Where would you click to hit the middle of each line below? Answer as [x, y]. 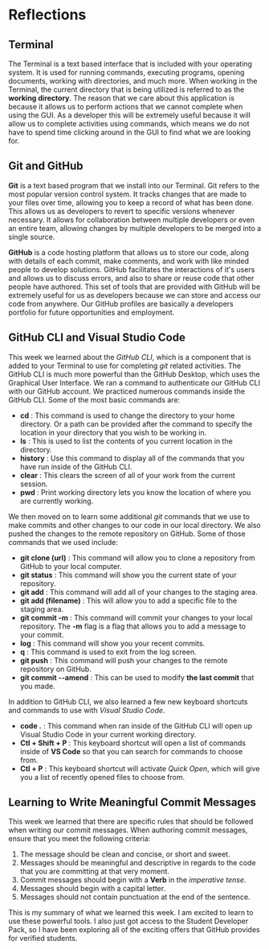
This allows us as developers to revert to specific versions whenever [122, 211]
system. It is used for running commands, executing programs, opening [126, 72]
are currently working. [57, 501]
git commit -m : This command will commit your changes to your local [136, 617]
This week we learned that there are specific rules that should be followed [131, 822]
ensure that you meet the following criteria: [79, 839]
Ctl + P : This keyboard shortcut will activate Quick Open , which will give [140, 768]
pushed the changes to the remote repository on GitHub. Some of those [127, 534]
